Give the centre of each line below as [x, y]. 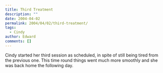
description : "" [21, 14]
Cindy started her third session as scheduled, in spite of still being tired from [82, 55]
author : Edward [20, 37]
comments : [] [18, 41]
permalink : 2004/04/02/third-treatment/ [47, 23]
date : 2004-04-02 [23, 18]
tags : [10, 28]
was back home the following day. [39, 65]
